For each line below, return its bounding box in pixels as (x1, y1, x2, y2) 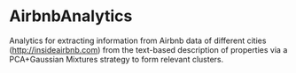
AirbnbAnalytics (9, 6, 133, 26)
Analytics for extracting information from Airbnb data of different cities (9, 35, 267, 46)
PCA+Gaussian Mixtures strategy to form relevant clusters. (9, 54, 224, 64)
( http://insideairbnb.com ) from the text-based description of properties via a (9, 44, 288, 55)
